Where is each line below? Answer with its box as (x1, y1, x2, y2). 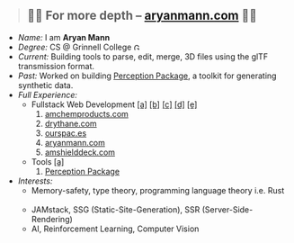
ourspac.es (44, 127, 87, 139)
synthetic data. (17, 79, 74, 90)
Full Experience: (17, 89, 78, 100)
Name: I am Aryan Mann (17, 31, 111, 42)
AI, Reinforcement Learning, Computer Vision (31, 223, 200, 234)
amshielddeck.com (44, 147, 115, 157)
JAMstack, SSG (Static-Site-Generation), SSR (31, 203, 200, 215)
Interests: (17, 175, 53, 186)
